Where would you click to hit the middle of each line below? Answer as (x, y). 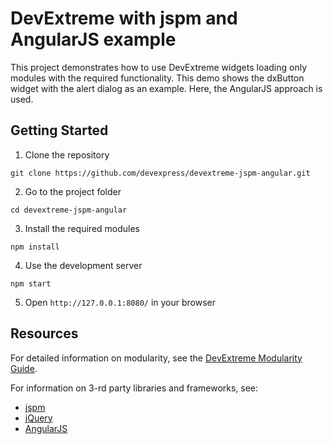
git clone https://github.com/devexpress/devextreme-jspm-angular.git (160, 173)
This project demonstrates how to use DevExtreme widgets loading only (159, 67)
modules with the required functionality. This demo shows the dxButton (157, 78)
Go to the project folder (73, 191)
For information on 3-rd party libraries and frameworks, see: (134, 388)
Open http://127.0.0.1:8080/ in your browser (120, 302)
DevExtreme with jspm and (124, 18)
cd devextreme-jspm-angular (69, 210)
